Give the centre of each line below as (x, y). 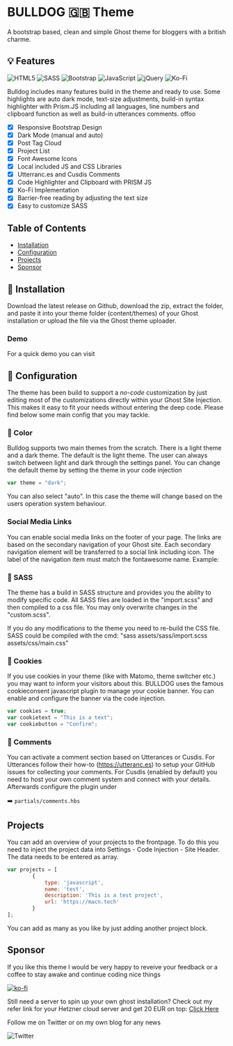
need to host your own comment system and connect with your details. (109, 779)
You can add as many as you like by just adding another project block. (107, 928)
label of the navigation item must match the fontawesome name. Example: (113, 559)
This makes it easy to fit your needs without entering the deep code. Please (115, 408)
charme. (19, 39)
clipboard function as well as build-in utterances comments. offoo (102, 114)
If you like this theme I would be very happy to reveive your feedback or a (112, 967)
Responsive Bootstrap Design (59, 127)
